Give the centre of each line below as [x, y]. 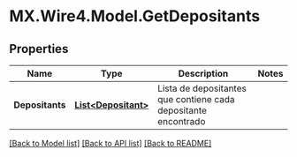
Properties [39, 49]
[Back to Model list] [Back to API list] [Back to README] [110, 143]
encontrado [182, 121]
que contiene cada [197, 99]
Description [203, 74]
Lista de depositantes [202, 88]
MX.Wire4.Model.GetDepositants [135, 16]
